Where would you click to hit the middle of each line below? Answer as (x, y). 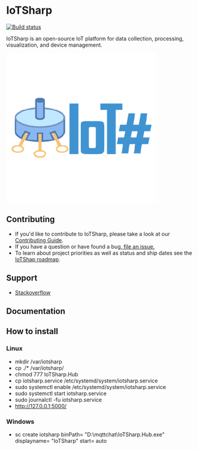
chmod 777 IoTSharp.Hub (47, 374)
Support (22, 278)
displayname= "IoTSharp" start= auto (61, 440)
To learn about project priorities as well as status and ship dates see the (103, 253)
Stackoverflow (33, 292)
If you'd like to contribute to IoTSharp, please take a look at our (92, 234)
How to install (32, 331)
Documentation (36, 311)
